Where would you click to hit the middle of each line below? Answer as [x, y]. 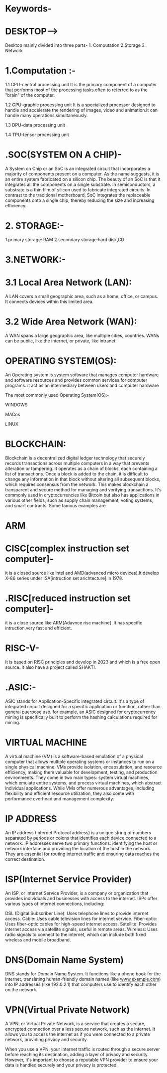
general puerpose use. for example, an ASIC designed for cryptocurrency [81, 712]
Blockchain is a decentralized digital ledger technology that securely [75, 458]
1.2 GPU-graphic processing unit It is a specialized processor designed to [80, 105]
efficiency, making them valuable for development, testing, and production [81, 772]
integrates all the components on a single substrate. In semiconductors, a [80, 184]
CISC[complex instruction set [67, 548]
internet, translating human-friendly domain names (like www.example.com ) [83, 979]
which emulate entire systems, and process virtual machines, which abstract [83, 782]
